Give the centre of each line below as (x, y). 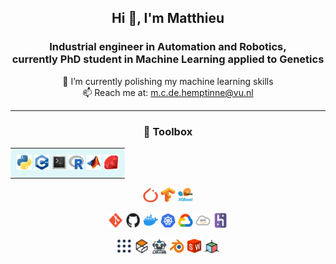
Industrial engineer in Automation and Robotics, (168, 47)
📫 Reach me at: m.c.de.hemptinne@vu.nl (168, 92)
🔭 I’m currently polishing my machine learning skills (168, 81)
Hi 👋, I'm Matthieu (168, 18)
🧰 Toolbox (168, 131)
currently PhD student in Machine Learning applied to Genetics (168, 59)
